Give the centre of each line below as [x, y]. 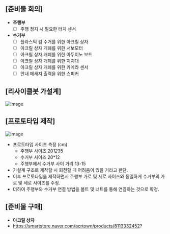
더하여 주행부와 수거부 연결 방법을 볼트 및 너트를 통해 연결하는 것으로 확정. [86, 189]
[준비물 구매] [24, 207]
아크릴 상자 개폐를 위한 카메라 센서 [54, 67]
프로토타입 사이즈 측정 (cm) [40, 144]
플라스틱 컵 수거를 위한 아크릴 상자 [54, 41]
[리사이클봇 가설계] [33, 91]
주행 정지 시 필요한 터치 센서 [48, 29]
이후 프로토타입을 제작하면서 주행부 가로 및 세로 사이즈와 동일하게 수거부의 [86, 176]
